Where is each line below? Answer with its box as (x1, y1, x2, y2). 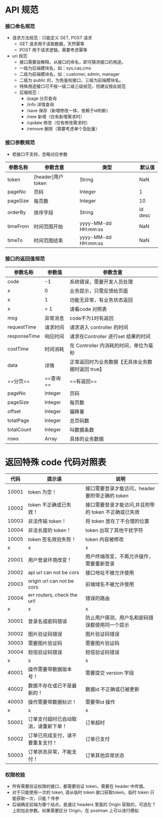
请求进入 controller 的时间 (69, 324, 129, 331)
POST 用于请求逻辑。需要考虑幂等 (19, 47, 88, 53)
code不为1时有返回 (69, 315, 114, 322)
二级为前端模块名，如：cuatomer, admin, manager (19, 71, 120, 77)
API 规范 (5, 4, 39, 16)
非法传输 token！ (28, 518, 67, 525)
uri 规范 (12, 53, 28, 59)
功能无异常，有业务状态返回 (69, 297, 133, 303)
